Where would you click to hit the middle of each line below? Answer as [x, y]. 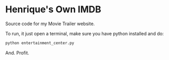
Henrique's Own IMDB [53, 9]
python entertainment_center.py [40, 43]
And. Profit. [17, 53]
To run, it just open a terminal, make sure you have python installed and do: [84, 33]
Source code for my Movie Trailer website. [50, 24]
